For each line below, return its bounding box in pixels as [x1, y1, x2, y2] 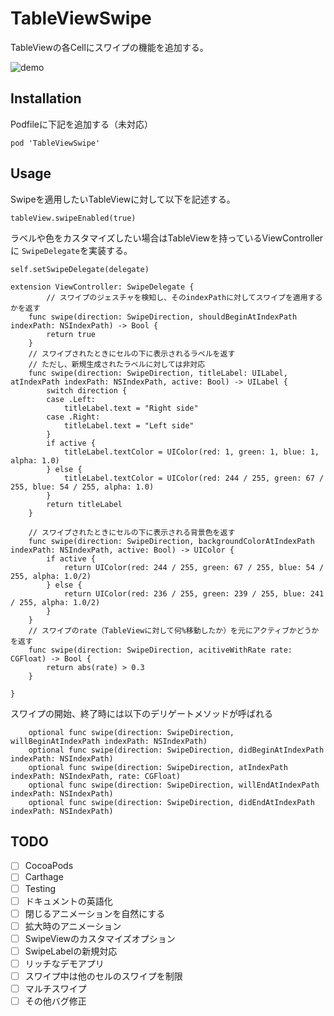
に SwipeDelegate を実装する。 [10, 244, 133, 256]
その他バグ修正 [24, 995, 87, 1007]
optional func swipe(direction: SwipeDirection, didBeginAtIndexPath [28, 745, 325, 755]
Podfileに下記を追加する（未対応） [10, 118, 153, 130]
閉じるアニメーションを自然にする [24, 907, 166, 919]
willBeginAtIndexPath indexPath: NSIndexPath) [10, 736, 208, 746]
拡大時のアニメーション [24, 920, 122, 932]
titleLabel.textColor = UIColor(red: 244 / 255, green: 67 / [63, 473, 325, 483]
